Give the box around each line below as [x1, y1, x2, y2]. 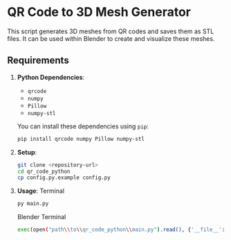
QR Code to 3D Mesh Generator [7, 4, 192, 20]
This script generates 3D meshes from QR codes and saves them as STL [7, 27, 214, 35]
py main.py [17, 200, 49, 207]
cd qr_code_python [17, 168, 71, 175]
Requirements [7, 55, 69, 67]
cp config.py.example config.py [17, 174, 111, 181]
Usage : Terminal [17, 187, 64, 195]
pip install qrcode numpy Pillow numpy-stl [17, 135, 145, 142]
